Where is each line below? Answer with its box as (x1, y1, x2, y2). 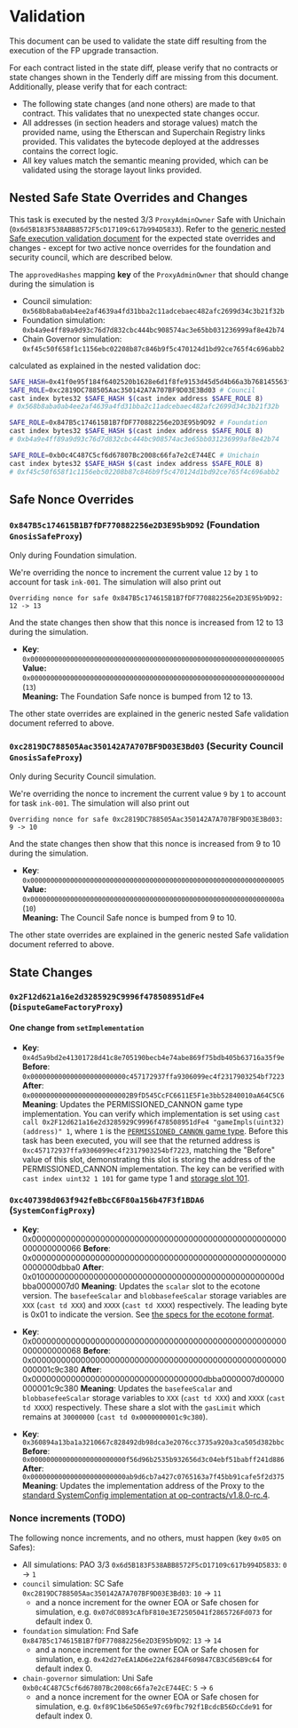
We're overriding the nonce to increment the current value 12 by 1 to (9, 567, 259, 578)
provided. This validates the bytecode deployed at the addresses (21, 136, 260, 147)
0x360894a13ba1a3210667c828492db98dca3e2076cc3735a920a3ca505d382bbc (21, 1438, 286, 1447)
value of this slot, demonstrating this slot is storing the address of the (21, 1154, 276, 1164)
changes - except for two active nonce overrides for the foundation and (9, 242, 271, 253)
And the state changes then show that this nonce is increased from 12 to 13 (9, 617, 284, 628)
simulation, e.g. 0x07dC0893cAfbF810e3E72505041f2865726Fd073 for (35, 1606, 273, 1617)
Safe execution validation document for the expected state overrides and (9, 233, 276, 244)
